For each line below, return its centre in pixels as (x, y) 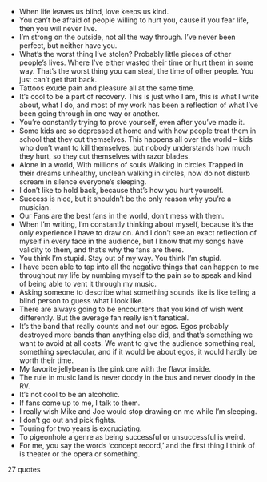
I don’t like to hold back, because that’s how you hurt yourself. (121, 190)
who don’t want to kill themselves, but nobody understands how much (135, 148)
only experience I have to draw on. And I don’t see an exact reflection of (138, 233)
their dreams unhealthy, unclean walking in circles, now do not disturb (135, 173)
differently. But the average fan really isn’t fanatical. (104, 318)
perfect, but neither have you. (68, 46)
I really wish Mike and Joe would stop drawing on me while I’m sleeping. (138, 411)
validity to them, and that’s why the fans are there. (102, 250)
